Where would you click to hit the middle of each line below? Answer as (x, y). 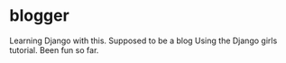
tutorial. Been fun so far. (54, 49)
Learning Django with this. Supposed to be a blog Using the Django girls (143, 40)
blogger (39, 16)
